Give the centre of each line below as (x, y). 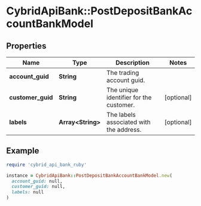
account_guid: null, (37, 181)
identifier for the (129, 97)
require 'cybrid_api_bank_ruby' (46, 165)
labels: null (28, 192)
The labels (121, 115)
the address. (124, 130)
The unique (123, 90)
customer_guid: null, (39, 187)
